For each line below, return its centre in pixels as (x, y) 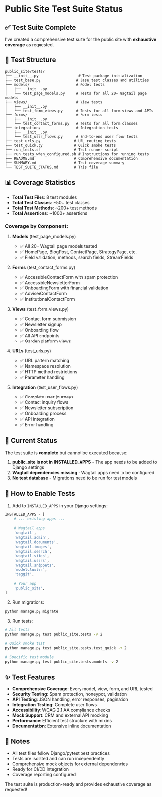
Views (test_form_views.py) (40, 309)
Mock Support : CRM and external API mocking (60, 715)
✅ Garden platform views (45, 341)
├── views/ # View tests (54, 102)
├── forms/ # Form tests (54, 115)
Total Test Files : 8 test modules (44, 197)
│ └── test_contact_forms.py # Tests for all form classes (72, 123)
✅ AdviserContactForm (43, 293)
